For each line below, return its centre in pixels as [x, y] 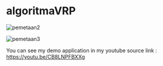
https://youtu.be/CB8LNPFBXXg [46, 56]
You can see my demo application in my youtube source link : [81, 50]
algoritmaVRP [41, 11]
